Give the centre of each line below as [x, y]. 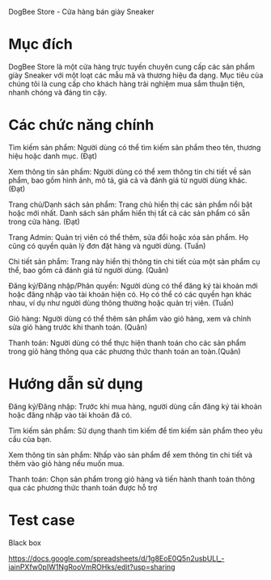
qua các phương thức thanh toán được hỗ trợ [83, 487]
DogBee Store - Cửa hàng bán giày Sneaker [81, 12]
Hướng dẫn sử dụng [76, 384]
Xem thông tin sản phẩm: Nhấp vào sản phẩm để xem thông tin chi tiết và [131, 455]
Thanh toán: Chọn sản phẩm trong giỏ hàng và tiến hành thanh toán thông [132, 479]
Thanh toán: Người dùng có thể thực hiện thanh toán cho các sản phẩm [127, 343]
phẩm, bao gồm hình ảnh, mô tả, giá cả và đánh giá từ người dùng [118, 180]
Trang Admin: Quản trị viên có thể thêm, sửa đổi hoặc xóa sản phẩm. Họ [129, 237]
